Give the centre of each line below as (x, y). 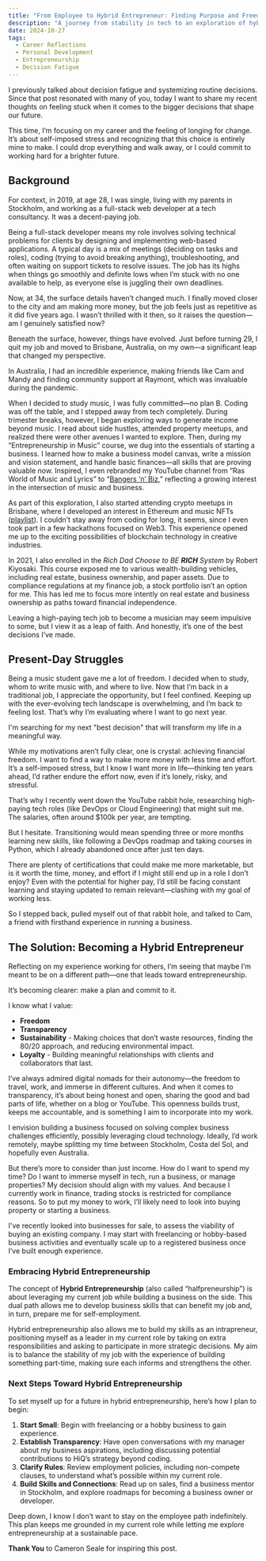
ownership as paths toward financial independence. (93, 602)
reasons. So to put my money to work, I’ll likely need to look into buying (124, 1202)
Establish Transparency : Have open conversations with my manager (132, 1441)
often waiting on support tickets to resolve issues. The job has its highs (124, 266)
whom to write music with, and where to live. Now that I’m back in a (118, 687)
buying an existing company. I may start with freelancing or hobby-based (127, 1234)
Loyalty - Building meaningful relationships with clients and (116, 1055)
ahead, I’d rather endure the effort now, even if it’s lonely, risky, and (118, 777)
